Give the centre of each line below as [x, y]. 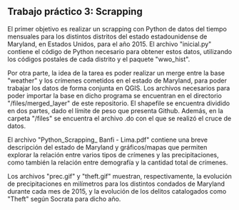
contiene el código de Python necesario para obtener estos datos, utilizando [120, 51]
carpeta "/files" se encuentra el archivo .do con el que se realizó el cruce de [119, 118]
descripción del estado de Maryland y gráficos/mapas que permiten [107, 147]
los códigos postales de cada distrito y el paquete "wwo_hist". [99, 59]
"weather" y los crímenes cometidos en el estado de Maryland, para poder [117, 80]
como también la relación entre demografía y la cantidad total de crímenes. [118, 162]
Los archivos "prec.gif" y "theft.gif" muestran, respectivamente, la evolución [119, 176]
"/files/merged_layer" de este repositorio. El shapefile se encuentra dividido [119, 103]
